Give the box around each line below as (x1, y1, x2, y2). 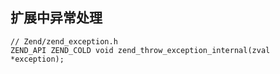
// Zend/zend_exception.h (10, 36, 118, 47)
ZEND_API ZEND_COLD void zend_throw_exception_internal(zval (10, 45, 271, 55)
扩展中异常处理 (10, 9, 103, 27)
